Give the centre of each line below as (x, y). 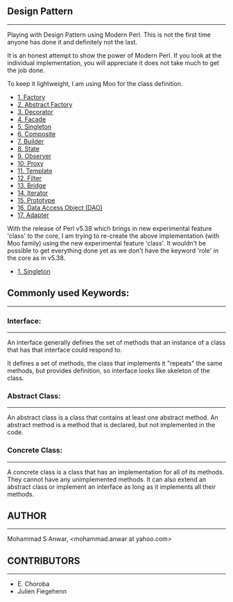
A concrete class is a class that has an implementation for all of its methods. (116, 472)
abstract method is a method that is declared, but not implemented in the (111, 425)
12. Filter (29, 178)
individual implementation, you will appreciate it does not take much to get (113, 62)
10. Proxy (30, 163)
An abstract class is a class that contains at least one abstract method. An (113, 418)
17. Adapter (33, 215)
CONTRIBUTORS (44, 561)
